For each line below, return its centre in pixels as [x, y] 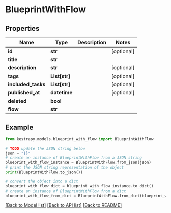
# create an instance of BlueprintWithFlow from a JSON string [74, 158]
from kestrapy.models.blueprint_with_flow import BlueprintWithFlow [79, 139]
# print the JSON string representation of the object [65, 168]
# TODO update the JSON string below [45, 148]
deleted [17, 101]
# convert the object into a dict [42, 181]
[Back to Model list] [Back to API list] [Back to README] [64, 205]
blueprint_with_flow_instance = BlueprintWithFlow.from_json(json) [78, 163]
